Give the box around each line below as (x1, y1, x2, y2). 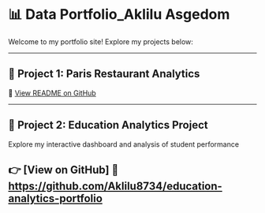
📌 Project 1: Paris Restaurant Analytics (8, 67, 200, 80)
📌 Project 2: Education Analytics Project (8, 118, 208, 132)
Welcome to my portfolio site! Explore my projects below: (8, 36, 193, 47)
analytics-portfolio (8, 192, 103, 205)
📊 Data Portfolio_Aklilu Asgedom (8, 6, 230, 24)
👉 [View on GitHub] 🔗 (8, 163, 119, 177)
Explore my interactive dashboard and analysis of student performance (8, 139, 239, 149)
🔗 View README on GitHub (8, 88, 96, 98)
